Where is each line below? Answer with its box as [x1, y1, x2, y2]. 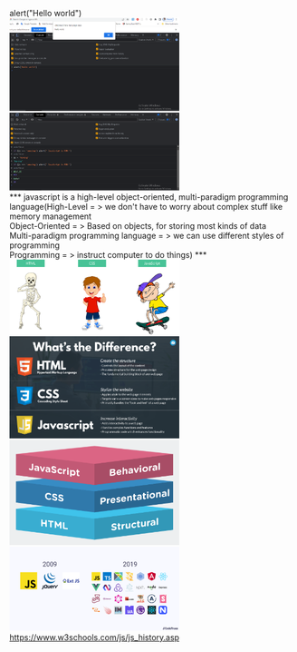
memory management [9, 211, 92, 222]
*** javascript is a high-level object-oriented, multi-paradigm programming [9, 192, 289, 203]
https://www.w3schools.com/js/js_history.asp [9, 632, 179, 643]
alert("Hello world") [9, 8, 82, 18]
